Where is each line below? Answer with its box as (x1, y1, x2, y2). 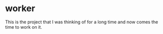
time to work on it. (5, 24, 42, 30)
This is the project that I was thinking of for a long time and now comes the (5, 19, 158, 25)
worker (5, 3, 36, 14)
